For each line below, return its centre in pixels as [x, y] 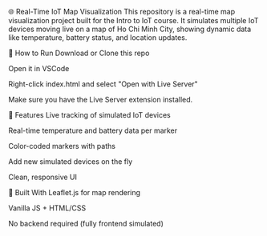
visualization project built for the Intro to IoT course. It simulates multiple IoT [133, 20]
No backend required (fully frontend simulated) [86, 224]
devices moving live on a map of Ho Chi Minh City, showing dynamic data [130, 29]
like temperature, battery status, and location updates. [98, 38]
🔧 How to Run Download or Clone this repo [79, 53]
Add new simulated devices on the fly [71, 162]
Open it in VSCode [39, 68]
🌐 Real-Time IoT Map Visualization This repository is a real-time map [121, 12]
